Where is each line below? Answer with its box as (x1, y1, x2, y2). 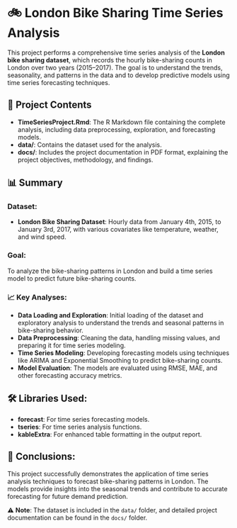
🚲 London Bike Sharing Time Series (7, 5, 224, 21)
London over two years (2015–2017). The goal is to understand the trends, (7, 63, 223, 72)
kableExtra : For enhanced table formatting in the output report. (17, 429, 202, 439)
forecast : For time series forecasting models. (17, 415, 150, 423)
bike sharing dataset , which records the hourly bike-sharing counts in (7, 55, 212, 64)
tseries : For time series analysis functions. (17, 422, 142, 431)
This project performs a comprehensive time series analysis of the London (7, 48, 225, 57)
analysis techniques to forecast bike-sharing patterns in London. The (7, 477, 209, 485)
